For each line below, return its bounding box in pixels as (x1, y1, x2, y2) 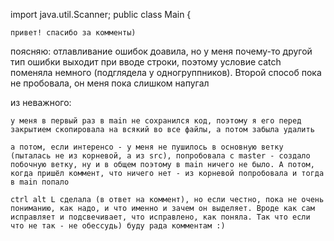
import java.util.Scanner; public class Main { (10, 9, 192, 20)
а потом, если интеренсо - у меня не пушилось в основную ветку (10, 142, 284, 152)
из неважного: (10, 97, 72, 108)
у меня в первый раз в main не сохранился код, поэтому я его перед (10, 116, 302, 126)
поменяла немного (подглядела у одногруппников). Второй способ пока (10, 67, 322, 78)
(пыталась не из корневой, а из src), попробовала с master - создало (10, 151, 311, 161)
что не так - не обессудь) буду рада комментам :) (10, 221, 226, 231)
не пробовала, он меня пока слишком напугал (10, 77, 210, 89)
